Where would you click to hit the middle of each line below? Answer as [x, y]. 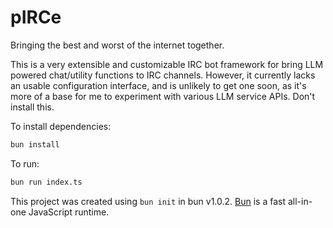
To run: [25, 163]
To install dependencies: [61, 126]
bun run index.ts [46, 182]
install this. [32, 107]
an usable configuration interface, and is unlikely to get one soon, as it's [158, 85]
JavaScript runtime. [69, 212]
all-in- [300, 201]
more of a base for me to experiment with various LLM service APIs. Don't [163, 96]
